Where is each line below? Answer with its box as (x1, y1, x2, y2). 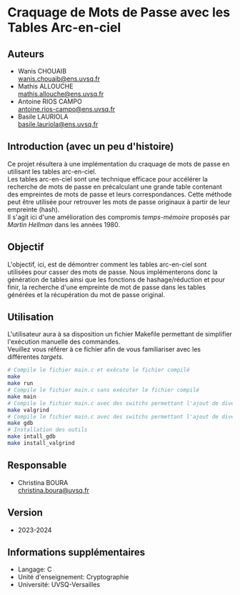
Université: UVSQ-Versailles (17, 580, 101, 589)
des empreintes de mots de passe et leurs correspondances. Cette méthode (7, 190, 232, 199)
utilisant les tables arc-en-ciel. (7, 167, 97, 176)
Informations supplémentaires (7, 546, 146, 558)
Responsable (7, 459, 67, 471)
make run (7, 380, 34, 387)
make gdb (7, 419, 34, 427)
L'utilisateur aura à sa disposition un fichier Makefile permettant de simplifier (7, 330, 232, 339)
